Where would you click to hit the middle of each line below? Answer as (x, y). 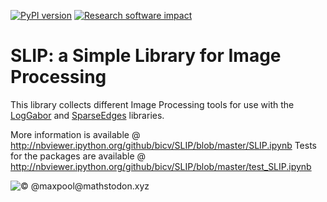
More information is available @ (75, 134)
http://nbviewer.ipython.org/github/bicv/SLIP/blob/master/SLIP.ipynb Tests (163, 145)
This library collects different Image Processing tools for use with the (152, 104)
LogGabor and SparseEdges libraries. (87, 115)
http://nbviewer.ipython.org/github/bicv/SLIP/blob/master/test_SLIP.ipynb (161, 166)
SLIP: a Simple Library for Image (146, 56)
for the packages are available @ (78, 156)
